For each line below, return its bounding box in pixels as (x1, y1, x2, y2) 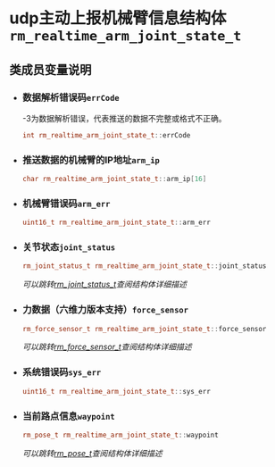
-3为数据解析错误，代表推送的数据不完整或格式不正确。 (21, 113, 227, 123)
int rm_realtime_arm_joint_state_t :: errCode (21, 130, 191, 139)
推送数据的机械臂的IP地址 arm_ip (21, 154, 161, 166)
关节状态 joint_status (21, 241, 116, 254)
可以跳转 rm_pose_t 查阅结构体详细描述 (21, 447, 162, 458)
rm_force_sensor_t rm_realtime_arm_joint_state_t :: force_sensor (21, 324, 267, 333)
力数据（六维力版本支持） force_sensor (21, 304, 189, 316)
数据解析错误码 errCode (21, 91, 120, 104)
